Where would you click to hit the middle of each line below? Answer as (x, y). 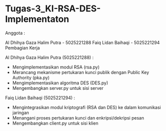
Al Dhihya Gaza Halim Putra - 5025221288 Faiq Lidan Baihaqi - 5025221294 (83, 42)
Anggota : (15, 33)
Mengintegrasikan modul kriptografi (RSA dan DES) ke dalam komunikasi (86, 107)
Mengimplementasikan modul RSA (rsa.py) (56, 67)
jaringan (21, 113)
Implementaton (37, 19)
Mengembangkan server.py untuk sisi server (58, 88)
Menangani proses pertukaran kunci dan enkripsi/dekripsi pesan (78, 118)
